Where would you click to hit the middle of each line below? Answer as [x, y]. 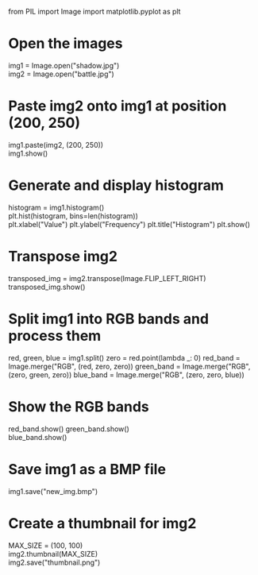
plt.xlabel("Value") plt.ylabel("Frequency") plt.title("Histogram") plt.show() [129, 224]
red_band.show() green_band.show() [69, 429]
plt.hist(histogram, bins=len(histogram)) [73, 216]
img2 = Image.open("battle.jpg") [62, 74]
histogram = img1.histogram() [56, 207]
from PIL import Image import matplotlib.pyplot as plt [94, 12]
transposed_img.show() [47, 287]
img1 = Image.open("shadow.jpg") [64, 65]
